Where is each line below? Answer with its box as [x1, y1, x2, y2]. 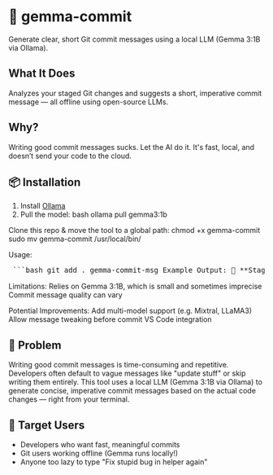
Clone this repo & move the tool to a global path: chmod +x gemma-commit [8, 226, 261, 235]
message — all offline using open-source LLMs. [8, 97, 169, 107]
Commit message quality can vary [8, 290, 123, 300]
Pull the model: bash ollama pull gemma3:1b [19, 209, 168, 219]
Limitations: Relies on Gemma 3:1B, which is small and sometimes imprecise [8, 281, 262, 292]
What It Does [8, 67, 76, 81]
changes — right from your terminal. [8, 394, 130, 404]
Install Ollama [19, 201, 66, 211]
